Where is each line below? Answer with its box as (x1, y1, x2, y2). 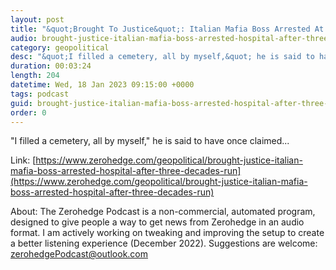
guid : (10, 98, 33, 108)
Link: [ (10, 154, 37, 166)
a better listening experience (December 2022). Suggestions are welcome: (10, 237, 318, 250)
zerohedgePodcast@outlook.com (10, 248, 149, 260)
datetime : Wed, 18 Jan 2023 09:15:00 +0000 (10, 80, 195, 90)
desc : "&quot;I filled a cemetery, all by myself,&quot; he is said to (10, 52, 315, 62)
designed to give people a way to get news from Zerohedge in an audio (10, 216, 305, 228)
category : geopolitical (10, 42, 110, 53)
